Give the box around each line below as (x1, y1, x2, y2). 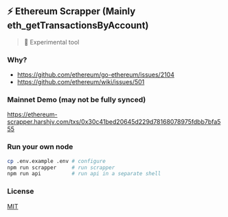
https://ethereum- (7, 110, 58, 118)
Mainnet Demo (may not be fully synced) (7, 95, 146, 105)
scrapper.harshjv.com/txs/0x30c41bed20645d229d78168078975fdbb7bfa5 (7, 118, 221, 126)
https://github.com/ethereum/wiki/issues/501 (16, 78, 145, 86)
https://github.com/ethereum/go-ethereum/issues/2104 (16, 71, 175, 79)
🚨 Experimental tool (23, 38, 80, 46)
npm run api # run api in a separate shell (7, 170, 161, 177)
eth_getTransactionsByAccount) (7, 20, 149, 31)
